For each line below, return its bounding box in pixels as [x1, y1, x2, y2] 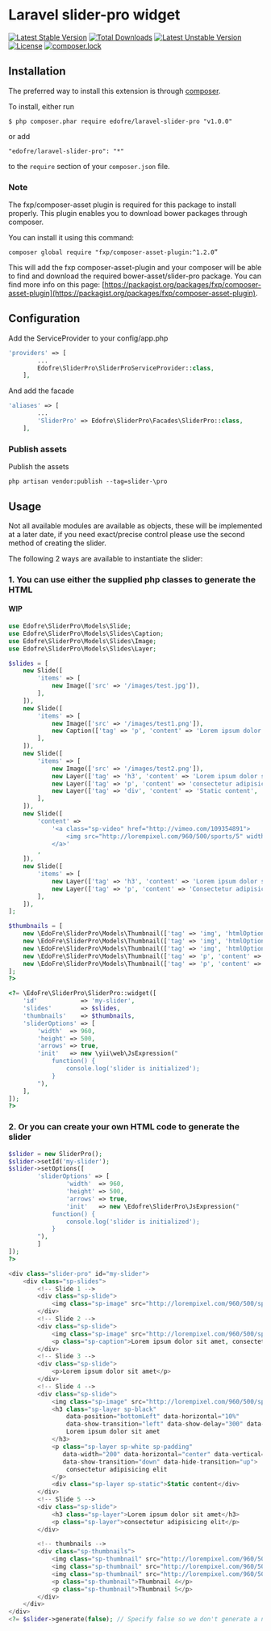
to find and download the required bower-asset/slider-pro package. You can [8, 271, 262, 281]
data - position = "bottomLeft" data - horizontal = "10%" [65, 1413, 240, 1421]
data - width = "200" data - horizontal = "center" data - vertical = [62, 1450, 265, 1458]
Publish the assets [8, 462, 69, 472]
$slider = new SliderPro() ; [8, 1150, 103, 1158]
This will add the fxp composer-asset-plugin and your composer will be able [8, 263, 262, 273]
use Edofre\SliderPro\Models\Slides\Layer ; [8, 645, 157, 653]
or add [8, 131, 31, 141]
